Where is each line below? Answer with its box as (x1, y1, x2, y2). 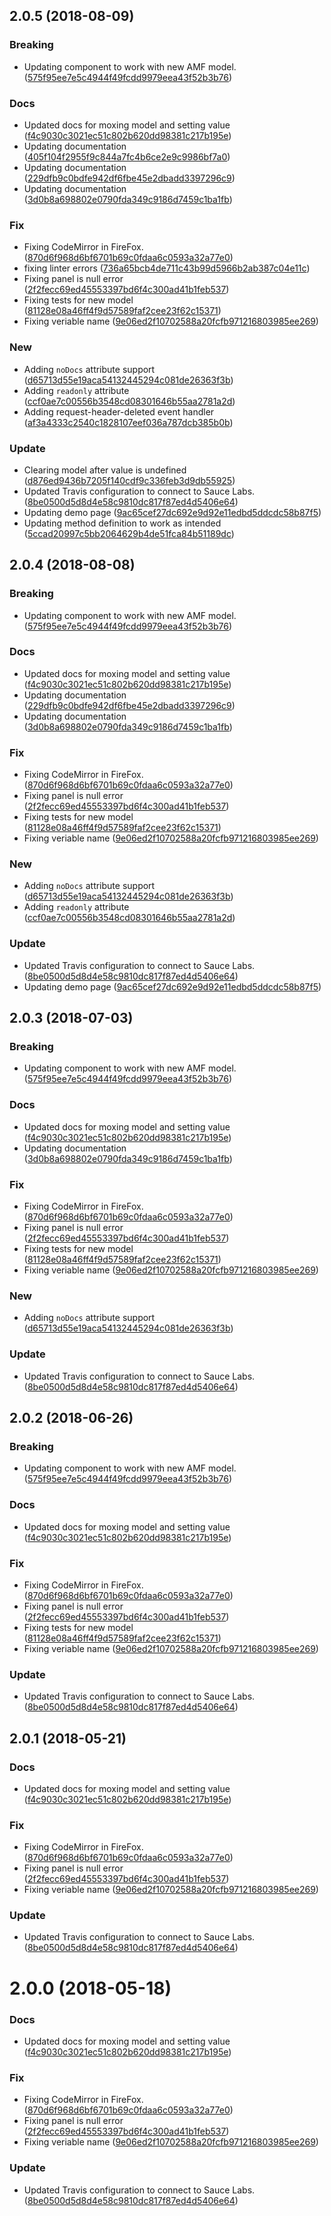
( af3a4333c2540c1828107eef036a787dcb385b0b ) (23, 416, 234, 428)
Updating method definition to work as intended (23, 517, 222, 529)
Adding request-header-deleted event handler (23, 405, 215, 418)
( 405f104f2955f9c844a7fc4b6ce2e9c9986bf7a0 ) (23, 150, 231, 163)
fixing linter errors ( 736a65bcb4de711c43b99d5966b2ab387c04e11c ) (23, 262, 311, 274)
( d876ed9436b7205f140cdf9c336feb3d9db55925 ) (23, 474, 236, 486)
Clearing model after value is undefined (23, 464, 187, 476)
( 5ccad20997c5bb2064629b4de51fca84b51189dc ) (23, 527, 235, 539)
